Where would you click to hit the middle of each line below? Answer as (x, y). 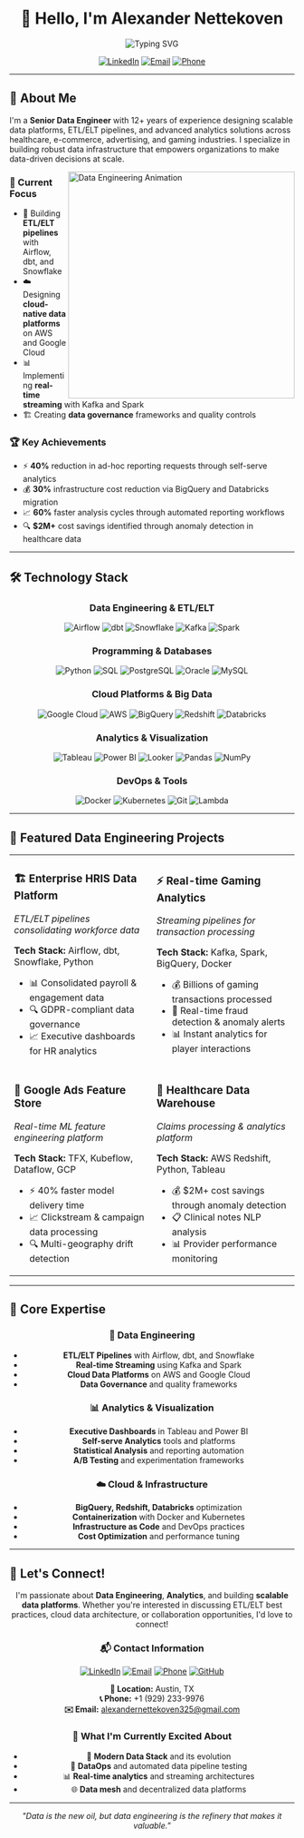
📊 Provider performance (224, 1243)
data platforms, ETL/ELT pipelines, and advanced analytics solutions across (150, 130)
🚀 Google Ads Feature (70, 1091)
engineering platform (59, 1137)
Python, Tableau (191, 1169)
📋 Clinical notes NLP (217, 1217)
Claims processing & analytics (222, 1126)
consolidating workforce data (77, 929)
